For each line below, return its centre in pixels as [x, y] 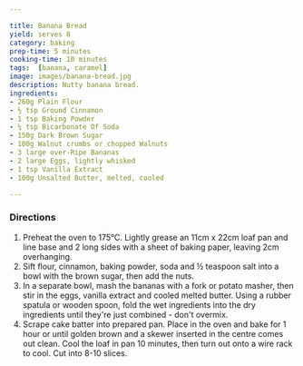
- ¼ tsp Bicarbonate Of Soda [64, 127]
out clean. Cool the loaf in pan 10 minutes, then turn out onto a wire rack [157, 343]
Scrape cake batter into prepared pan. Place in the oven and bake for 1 [154, 324]
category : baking [42, 43]
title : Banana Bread [49, 25]
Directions [33, 217]
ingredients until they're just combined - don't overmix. [125, 314]
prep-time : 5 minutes [50, 51]
